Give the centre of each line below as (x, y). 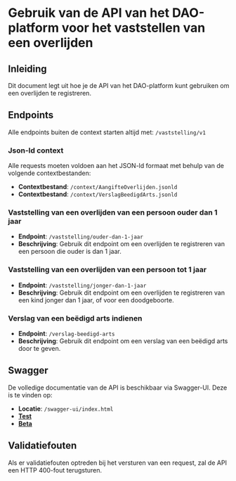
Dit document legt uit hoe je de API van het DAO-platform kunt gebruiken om (119, 85)
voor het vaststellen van (133, 28)
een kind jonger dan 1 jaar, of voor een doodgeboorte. (96, 300)
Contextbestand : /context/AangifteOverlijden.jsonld (98, 187)
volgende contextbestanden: (50, 173)
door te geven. (39, 348)
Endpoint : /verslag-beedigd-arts (66, 333)
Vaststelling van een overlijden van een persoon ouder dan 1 (113, 212)
